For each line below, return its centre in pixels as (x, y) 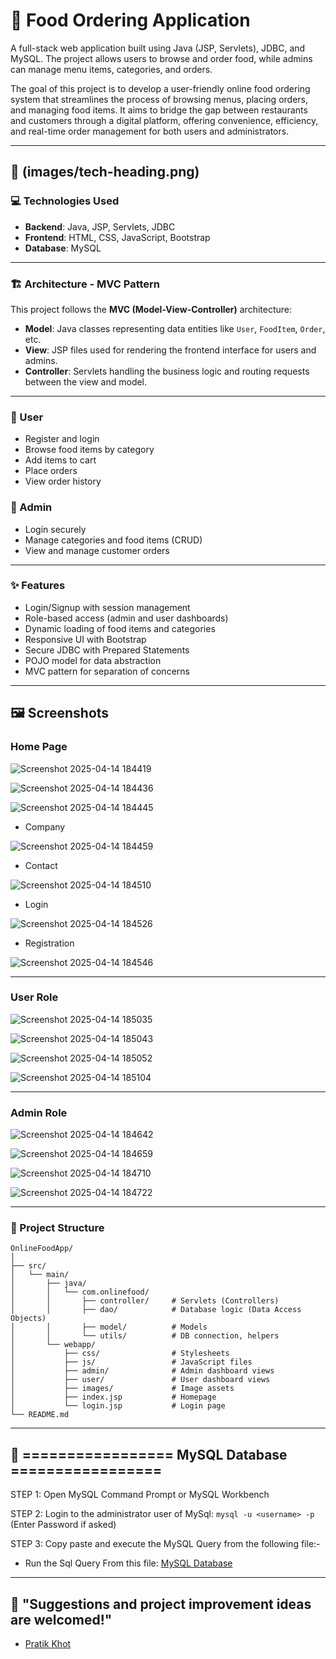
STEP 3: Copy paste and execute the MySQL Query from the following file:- (165, 1544)
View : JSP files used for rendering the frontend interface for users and (170, 350)
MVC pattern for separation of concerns (107, 671)
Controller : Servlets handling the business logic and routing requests (167, 371)
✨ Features (38, 586)
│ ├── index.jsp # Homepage (113, 1397)
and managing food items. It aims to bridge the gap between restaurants (159, 110)
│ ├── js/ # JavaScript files (131, 1362)
